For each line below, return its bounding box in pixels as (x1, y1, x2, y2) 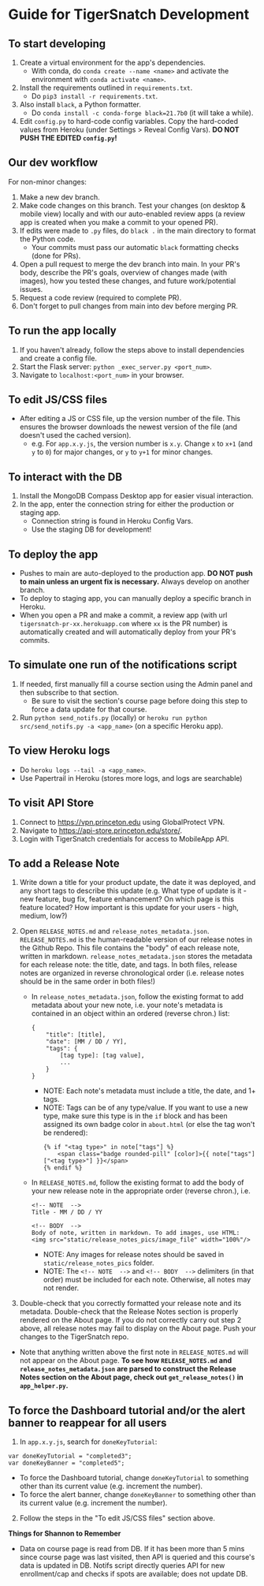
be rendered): (43, 1128, 88, 1137)
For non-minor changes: (8, 177, 87, 186)
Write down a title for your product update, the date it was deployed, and (19, 878, 256, 887)
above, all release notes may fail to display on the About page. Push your (19, 1323, 256, 1334)
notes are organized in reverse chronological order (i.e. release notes (19, 968, 244, 978)
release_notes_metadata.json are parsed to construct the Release (19, 1364, 236, 1374)
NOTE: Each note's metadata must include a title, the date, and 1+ (43, 1086, 256, 1095)
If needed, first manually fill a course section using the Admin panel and (19, 679, 254, 689)
